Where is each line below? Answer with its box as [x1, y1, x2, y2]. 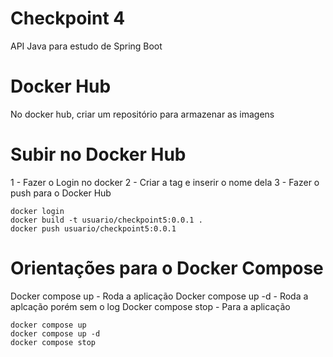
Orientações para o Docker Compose [10, 257, 324, 279]
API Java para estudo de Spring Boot [10, 40, 163, 52]
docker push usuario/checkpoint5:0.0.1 [10, 223, 177, 234]
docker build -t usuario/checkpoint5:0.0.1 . [10, 215, 203, 225]
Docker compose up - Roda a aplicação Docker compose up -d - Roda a [10, 290, 309, 302]
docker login [10, 206, 65, 216]
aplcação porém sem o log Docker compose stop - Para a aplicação [10, 300, 291, 312]
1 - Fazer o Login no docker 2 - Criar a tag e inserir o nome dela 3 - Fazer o [10, 176, 320, 188]
